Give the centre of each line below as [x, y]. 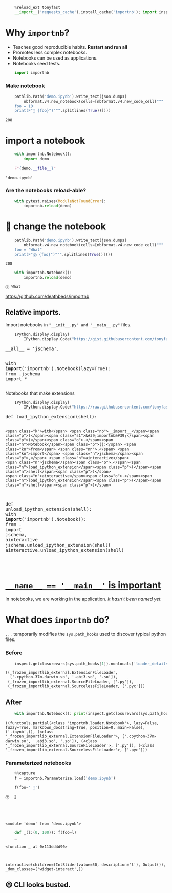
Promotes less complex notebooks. [50, 52]
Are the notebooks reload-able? [46, 190]
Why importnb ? [37, 33]
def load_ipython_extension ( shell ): [51, 417]
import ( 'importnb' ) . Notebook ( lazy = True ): [58, 368]
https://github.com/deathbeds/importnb [47, 296]
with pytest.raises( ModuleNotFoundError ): [60, 201]
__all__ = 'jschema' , [33, 348]
